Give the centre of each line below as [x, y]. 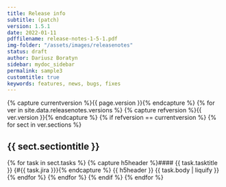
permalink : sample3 [35, 71]
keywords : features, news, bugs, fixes [64, 84]
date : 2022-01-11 [32, 33]
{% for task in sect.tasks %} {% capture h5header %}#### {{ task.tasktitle [112, 163]
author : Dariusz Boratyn [42, 58]
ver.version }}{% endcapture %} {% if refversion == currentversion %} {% [112, 118]
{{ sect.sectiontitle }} [53, 146]
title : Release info [37, 13]
